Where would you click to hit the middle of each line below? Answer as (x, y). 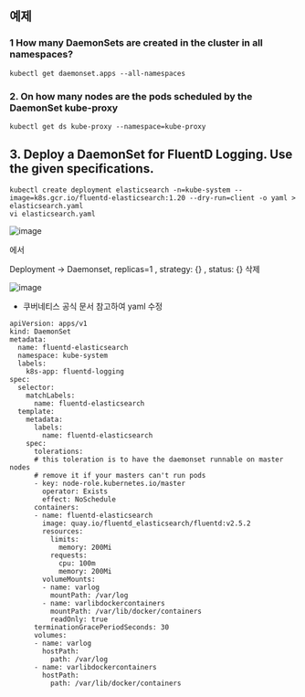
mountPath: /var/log (89, 595)
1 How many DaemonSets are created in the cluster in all (136, 43)
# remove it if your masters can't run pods (120, 475)
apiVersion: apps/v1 (49, 323)
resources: (63, 531)
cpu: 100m (77, 563)
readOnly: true (79, 619)
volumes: (50, 635)
